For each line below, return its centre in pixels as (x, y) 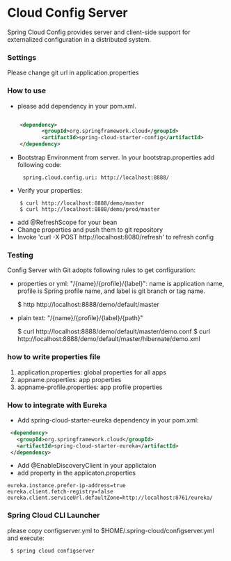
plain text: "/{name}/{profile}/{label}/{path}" (80, 318)
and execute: (26, 538)
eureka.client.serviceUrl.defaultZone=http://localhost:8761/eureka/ (110, 498)
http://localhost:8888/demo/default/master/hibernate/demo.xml (109, 339)
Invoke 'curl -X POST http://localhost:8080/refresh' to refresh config (115, 237)
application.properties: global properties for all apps (92, 372)
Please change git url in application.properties (73, 73)
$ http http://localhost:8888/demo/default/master (88, 305)
